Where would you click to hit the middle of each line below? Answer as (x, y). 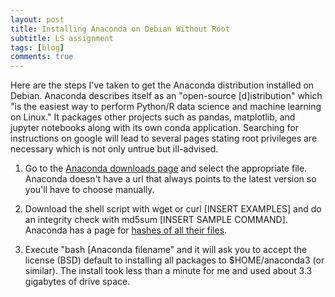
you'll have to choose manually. (89, 190)
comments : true (42, 57)
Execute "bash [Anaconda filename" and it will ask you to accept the (166, 250)
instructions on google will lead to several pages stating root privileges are (164, 138)
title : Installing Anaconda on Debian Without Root (120, 29)
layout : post (37, 19)
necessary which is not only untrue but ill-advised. (114, 149)
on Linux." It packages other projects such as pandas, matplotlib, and (153, 117)
